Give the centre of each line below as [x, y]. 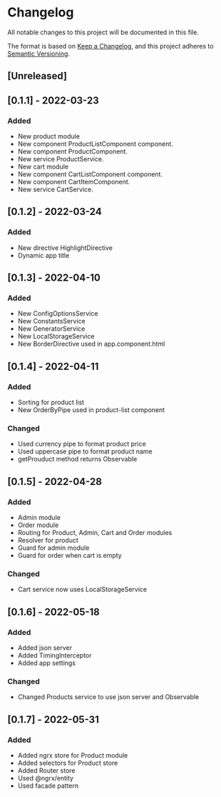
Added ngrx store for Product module [73, 756]
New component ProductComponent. [73, 151]
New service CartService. [56, 189]
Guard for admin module [53, 548]
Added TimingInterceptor [55, 656]
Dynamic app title [43, 255]
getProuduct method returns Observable [77, 459]
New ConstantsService [51, 321]
